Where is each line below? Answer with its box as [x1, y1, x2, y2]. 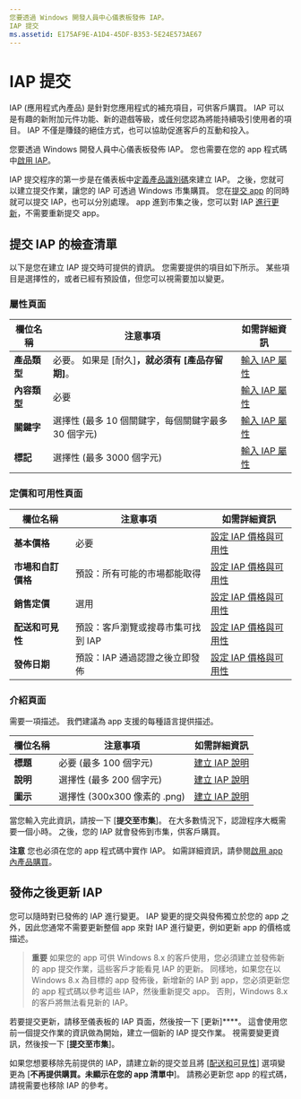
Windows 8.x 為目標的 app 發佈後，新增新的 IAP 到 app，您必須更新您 [30, 974, 290, 985]
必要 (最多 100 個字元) [58, 757, 154, 769]
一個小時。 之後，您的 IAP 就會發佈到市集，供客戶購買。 [16, 826, 226, 837]
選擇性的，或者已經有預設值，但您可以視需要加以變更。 [24, 273, 229, 284]
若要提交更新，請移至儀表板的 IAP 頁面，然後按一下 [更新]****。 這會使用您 [9, 1016, 288, 1026]
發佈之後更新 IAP [9, 885, 103, 901]
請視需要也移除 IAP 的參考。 [9, 1079, 114, 1090]
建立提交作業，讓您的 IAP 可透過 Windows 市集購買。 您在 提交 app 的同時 [16, 186, 289, 196]
